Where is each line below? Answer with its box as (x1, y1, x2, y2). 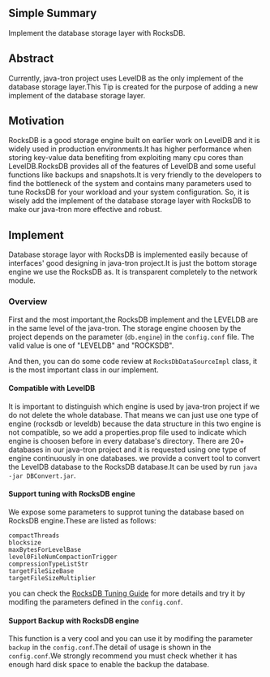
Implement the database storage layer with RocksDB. (8, 28, 186, 37)
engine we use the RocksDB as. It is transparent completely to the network (8, 267, 258, 277)
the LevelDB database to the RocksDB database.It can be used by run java (8, 462, 258, 471)
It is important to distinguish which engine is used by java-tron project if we (8, 401, 260, 411)
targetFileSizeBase (8, 566, 75, 575)
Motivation (8, 114, 65, 128)
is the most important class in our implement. (8, 365, 160, 375)
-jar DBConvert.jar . (8, 471, 76, 480)
